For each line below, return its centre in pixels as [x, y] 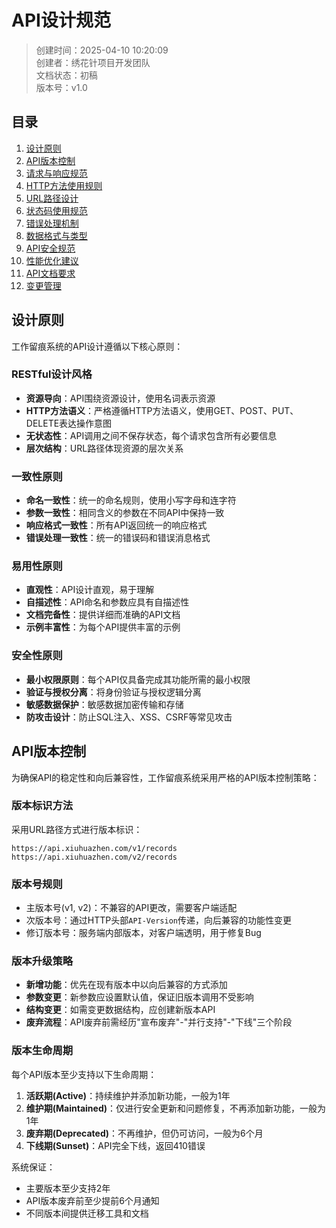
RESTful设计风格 [52, 374]
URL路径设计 [52, 198]
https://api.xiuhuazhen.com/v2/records [94, 857]
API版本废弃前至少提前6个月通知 [92, 1200]
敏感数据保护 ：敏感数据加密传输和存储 [104, 704]
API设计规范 [61, 20]
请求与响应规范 [56, 173]
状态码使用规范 [56, 210]
